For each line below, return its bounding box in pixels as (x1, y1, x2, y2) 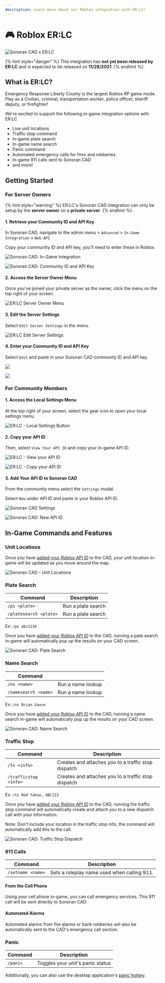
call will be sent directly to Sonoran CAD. (5, 899, 87, 905)
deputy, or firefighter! (5, 101, 49, 107)
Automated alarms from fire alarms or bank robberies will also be (5, 921, 137, 927)
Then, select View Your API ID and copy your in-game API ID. (5, 445, 130, 451)
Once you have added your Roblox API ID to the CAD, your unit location (5, 555, 149, 561)
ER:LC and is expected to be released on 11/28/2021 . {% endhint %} (5, 63, 144, 69)
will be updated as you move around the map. (17, 560, 110, 566)
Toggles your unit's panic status (37, 959, 111, 966)
